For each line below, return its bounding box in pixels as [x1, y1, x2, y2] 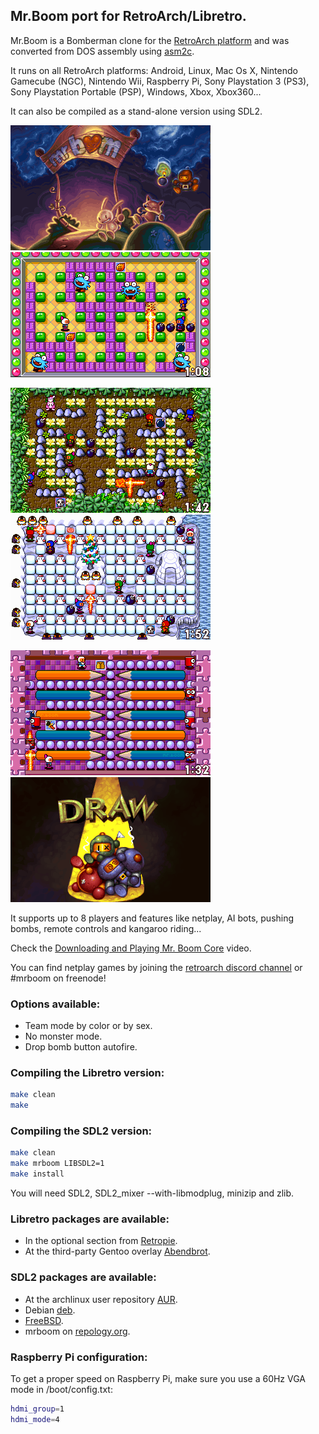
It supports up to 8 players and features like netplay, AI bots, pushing [10, 912, 295, 924]
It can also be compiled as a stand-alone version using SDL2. [10, 105, 263, 117]
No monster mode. [24, 1030, 103, 1043]
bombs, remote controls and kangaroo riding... [10, 922, 202, 934]
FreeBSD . [24, 1314, 64, 1326]
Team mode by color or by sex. [24, 1020, 153, 1032]
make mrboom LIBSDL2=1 [10, 1159, 105, 1169]
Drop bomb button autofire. [24, 1041, 138, 1053]
